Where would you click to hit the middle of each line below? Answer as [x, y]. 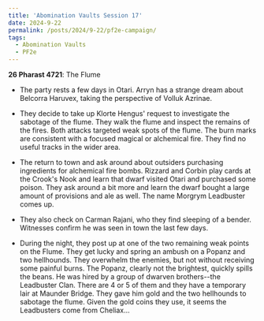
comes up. [37, 204]
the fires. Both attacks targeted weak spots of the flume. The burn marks [138, 130]
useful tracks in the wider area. [70, 147]
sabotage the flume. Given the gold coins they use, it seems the [123, 302]
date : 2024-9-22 [35, 23]
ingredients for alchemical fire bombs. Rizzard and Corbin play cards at [135, 171]
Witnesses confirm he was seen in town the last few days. [114, 228]
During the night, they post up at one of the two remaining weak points [134, 243]
